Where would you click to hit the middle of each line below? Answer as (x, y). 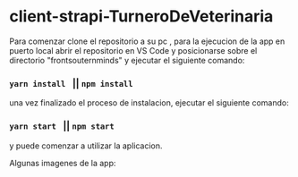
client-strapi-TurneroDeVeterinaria (141, 17)
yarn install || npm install (71, 83)
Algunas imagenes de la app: (63, 163)
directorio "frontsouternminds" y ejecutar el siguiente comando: (127, 60)
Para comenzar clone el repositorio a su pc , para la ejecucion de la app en (147, 41)
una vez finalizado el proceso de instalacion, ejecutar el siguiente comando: (149, 103)
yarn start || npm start (62, 126)
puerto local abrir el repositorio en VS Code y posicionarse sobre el (133, 50)
